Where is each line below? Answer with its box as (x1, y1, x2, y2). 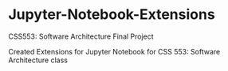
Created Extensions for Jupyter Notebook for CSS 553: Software (8, 47, 221, 56)
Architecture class (8, 55, 68, 65)
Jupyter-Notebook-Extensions (8, 6, 215, 24)
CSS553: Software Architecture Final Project (8, 32, 154, 41)
